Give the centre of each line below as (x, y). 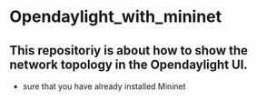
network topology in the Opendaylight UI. (128, 64)
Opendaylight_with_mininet (116, 17)
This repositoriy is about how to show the (128, 50)
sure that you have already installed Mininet (104, 86)
